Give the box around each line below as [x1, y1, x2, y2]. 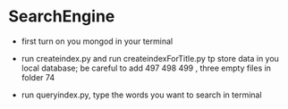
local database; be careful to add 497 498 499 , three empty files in [21, 63, 272, 73]
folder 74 [21, 71, 55, 82]
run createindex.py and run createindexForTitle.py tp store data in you [21, 53, 279, 63]
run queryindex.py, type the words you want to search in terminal [21, 89, 262, 100]
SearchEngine [8, 6, 115, 27]
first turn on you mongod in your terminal [21, 36, 174, 46]
